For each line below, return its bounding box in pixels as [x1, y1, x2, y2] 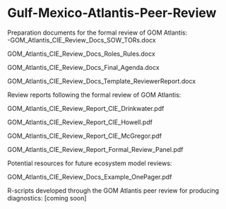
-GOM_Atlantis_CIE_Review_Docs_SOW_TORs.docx [7, 35, 157, 44]
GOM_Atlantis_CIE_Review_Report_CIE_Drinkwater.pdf [7, 104, 165, 112]
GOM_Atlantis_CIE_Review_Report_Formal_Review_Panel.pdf [7, 145, 184, 153]
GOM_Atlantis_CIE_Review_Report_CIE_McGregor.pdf [7, 131, 162, 140]
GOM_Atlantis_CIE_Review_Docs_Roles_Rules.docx [7, 49, 155, 58]
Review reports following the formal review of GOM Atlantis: [7, 90, 182, 99]
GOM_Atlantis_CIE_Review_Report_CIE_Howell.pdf [7, 118, 153, 126]
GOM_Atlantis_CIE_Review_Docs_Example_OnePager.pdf [7, 172, 172, 181]
